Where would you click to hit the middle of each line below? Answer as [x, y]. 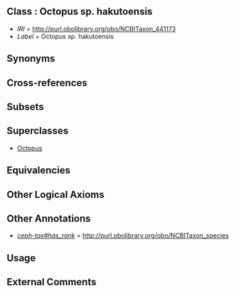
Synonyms [31, 59]
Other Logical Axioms [55, 194]
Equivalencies [38, 171]
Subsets [25, 107]
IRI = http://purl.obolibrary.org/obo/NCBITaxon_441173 [96, 28]
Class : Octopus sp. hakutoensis [80, 12]
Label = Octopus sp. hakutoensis [65, 36]
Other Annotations [49, 218]
